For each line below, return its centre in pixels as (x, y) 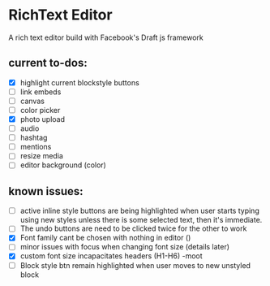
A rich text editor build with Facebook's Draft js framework (106, 37)
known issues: (46, 191)
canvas (32, 101)
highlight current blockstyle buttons (79, 82)
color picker (40, 110)
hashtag (34, 138)
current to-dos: (48, 63)
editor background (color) (63, 165)
